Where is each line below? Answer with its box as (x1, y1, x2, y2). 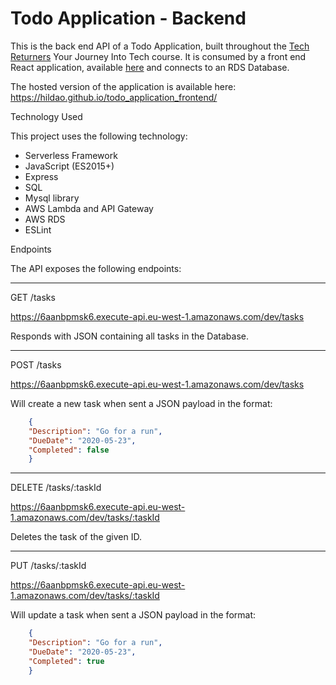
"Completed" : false (28, 445, 110, 455)
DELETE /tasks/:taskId (10, 482, 102, 494)
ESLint (24, 223, 52, 236)
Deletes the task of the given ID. (10, 531, 142, 543)
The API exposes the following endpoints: (10, 262, 182, 274)
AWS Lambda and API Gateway (24, 202, 154, 214)
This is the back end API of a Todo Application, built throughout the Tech (10, 40, 310, 52)
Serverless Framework (24, 149, 118, 161)
